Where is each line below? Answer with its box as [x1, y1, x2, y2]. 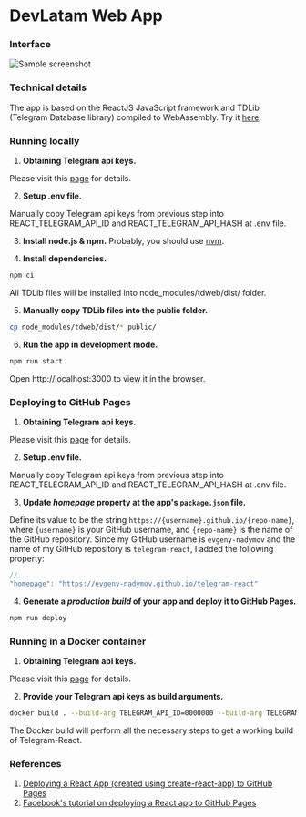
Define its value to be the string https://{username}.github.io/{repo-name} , [9, 515, 295, 525]
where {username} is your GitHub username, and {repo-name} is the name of [9, 525, 293, 535]
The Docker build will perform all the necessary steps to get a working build [9, 725, 294, 736]
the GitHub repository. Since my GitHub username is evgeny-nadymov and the [9, 534, 296, 545]
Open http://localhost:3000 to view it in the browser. [9, 373, 206, 383]
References [9, 757, 62, 770]
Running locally [9, 134, 80, 147]
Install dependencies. [22, 253, 107, 264]
